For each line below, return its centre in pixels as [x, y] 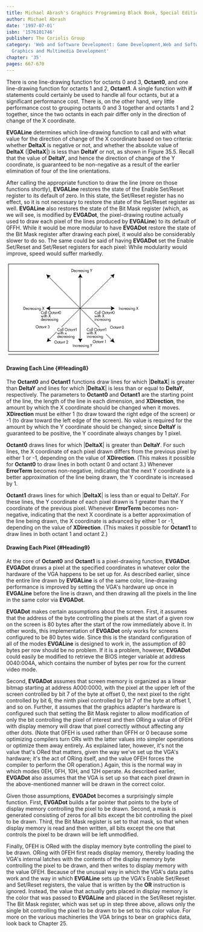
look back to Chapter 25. [37, 924]
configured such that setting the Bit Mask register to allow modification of [98, 713]
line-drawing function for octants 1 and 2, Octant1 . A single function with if [99, 88]
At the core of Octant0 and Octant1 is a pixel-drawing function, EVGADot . [99, 561]
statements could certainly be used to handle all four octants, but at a [93, 94]
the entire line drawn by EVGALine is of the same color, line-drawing [92, 581]
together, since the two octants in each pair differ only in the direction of [96, 114]
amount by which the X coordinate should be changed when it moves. [93, 407]
